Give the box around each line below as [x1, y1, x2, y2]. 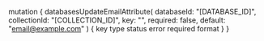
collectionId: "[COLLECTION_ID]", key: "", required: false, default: [8, 15, 226, 25]
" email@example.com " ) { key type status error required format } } [8, 24, 229, 33]
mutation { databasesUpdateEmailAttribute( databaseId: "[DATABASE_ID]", [8, 7, 257, 16]
